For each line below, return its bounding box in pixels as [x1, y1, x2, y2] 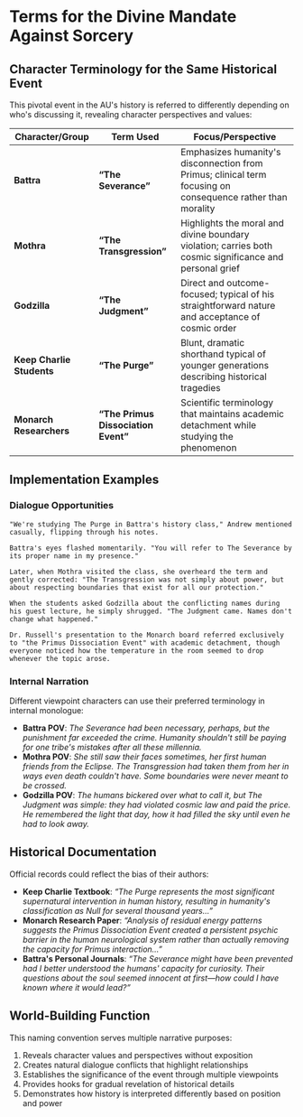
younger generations [179, 359, 269, 371]
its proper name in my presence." [9, 551, 140, 561]
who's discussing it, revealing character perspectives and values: [9, 109, 252, 119]
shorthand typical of [179, 348, 266, 360]
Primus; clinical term [179, 169, 267, 181]
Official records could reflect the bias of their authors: [9, 869, 209, 880]
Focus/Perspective [193, 131, 277, 143]
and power [22, 1097, 63, 1108]
